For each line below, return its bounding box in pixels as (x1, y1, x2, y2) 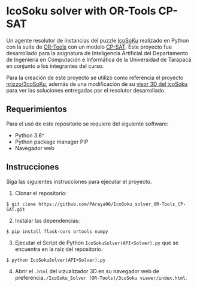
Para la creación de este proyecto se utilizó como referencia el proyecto (6, 74, 184, 81)
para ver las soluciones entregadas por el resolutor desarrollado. (6, 86, 166, 94)
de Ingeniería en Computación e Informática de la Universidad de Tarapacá (6, 56, 192, 63)
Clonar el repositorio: (14, 189, 67, 196)
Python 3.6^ (14, 131, 45, 139)
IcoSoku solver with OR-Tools (6, 4, 156, 18)
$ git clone (6, 201, 36, 207)
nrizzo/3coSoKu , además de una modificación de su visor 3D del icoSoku (6, 80, 188, 88)
